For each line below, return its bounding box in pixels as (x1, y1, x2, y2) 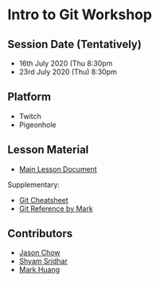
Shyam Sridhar (18, 256, 68, 266)
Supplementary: (7, 180, 60, 189)
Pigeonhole (18, 120, 57, 129)
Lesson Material (7, 143, 89, 157)
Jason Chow (18, 248, 60, 257)
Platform (7, 90, 52, 104)
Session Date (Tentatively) (7, 38, 142, 51)
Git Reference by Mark (18, 204, 93, 213)
